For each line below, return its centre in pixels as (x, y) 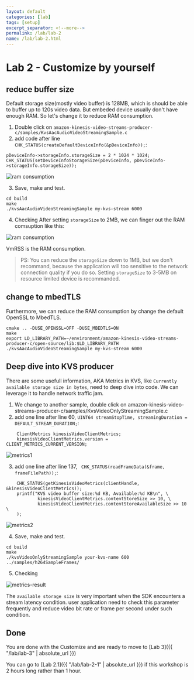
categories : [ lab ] (28, 17)
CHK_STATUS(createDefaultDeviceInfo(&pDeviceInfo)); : (81, 145)
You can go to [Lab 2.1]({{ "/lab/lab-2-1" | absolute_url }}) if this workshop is (97, 665)
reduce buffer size (40, 89)
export (14, 338)
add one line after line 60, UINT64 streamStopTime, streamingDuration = (101, 417)
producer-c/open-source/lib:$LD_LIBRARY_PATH (62, 343)
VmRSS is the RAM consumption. (46, 249)
